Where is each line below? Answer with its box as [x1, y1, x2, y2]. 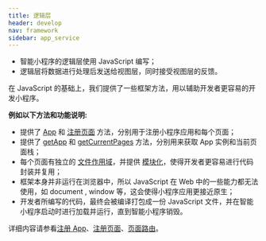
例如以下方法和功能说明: [8, 111, 87, 120]
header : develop [8, 19, 62, 27]
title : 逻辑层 [8, 11, 52, 20]
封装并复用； [19, 167, 62, 177]
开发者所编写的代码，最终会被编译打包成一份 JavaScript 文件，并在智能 [19, 196, 254, 207]
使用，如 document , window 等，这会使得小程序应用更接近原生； [19, 187, 235, 196]
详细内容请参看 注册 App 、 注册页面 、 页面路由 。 [8, 224, 163, 233]
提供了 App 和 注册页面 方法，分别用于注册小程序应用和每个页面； [19, 127, 237, 137]
